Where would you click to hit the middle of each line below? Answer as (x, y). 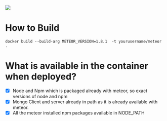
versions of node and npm (40, 96)
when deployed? (41, 77)
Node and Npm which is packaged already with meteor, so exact (80, 91)
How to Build (32, 28)
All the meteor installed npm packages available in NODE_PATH (79, 113)
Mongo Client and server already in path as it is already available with (85, 102)
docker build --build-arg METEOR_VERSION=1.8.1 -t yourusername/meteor (83, 41)
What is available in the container (77, 66)
